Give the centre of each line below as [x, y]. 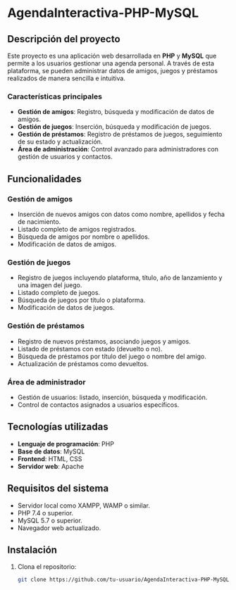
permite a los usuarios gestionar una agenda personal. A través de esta [111, 63]
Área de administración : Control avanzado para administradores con [118, 149]
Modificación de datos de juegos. [66, 308]
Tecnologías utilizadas [58, 427]
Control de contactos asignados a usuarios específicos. [98, 404]
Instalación [32, 550]
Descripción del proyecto [64, 39]
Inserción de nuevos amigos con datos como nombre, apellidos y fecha [121, 214]
